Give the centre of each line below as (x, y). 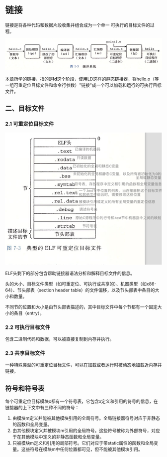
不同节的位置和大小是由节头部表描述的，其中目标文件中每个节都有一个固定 (81, 306)
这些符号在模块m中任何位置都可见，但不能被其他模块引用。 (82, 450)
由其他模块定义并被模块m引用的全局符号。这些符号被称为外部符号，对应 (86, 431)
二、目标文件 (25, 108)
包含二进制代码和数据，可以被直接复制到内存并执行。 (60, 339)
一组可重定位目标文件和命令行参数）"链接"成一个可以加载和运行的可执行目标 (83, 85)
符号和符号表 (25, 388)
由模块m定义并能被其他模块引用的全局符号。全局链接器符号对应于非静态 (86, 418)
